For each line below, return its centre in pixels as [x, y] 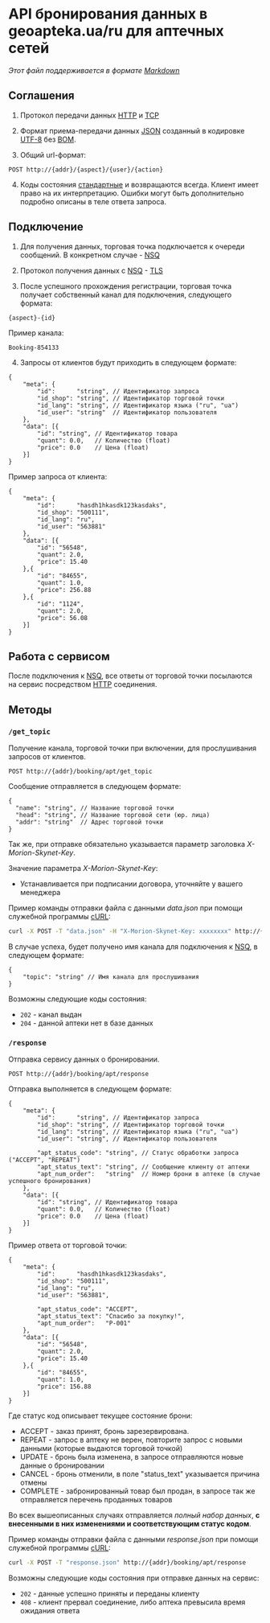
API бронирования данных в [108, 14]
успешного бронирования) [50, 1181]
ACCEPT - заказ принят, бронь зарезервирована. [104, 1432]
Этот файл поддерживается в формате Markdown [94, 70]
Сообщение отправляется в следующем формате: [95, 787]
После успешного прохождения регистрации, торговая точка [126, 286]
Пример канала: [36, 333]
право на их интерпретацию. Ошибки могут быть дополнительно [132, 193]
